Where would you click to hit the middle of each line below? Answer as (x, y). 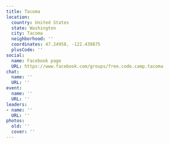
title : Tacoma (23, 11)
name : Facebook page (36, 61)
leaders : (17, 104)
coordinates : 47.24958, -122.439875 (56, 45)
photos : (15, 121)
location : (18, 17)
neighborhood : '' (32, 39)
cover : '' (23, 132)
